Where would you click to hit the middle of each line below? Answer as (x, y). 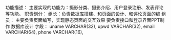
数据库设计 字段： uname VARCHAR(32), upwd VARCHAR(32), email (83, 26)
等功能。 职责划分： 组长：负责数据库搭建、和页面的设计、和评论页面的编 (83, 14)
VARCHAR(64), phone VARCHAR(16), (44, 32)
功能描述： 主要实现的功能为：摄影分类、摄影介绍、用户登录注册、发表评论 (84, 7)
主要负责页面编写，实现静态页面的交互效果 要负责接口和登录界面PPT (88, 20)
